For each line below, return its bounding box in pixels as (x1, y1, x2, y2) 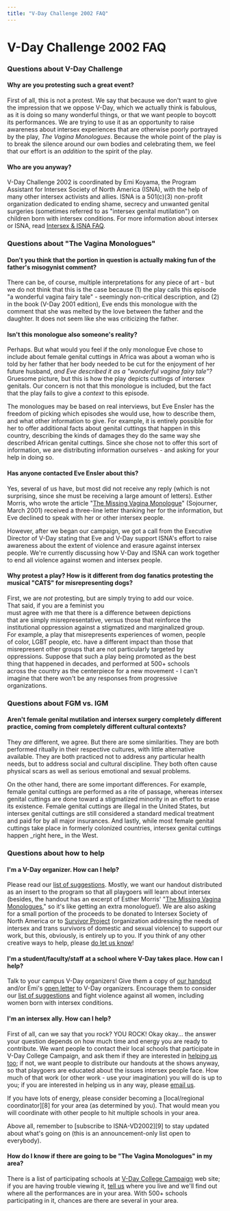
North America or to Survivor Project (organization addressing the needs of (7, 917, 219, 925)
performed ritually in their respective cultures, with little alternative (7, 745, 195, 753)
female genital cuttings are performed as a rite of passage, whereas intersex (7, 788, 223, 795)
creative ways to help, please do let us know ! (7, 939, 135, 947)
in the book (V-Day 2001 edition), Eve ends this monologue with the (7, 300, 198, 308)
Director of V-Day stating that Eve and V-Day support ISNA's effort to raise (7, 534, 218, 542)
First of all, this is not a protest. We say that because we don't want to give (7, 96, 218, 104)
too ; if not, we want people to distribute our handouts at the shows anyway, (7, 1059, 220, 1067)
